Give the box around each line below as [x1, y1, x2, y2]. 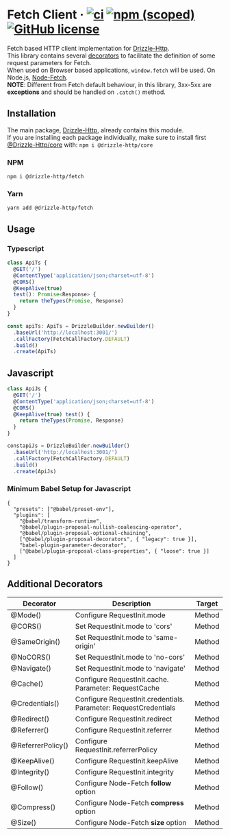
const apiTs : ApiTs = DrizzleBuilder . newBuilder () [7, 322, 155, 329]
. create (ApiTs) [13, 348, 57, 355]
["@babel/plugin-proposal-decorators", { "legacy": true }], [19, 536, 197, 542]
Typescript [7, 243, 44, 253]
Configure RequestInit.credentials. [75, 694, 185, 704]
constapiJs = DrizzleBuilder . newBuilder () [7, 442, 130, 449]
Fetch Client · [7, 7, 84, 23]
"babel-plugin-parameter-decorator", [19, 542, 127, 549]
